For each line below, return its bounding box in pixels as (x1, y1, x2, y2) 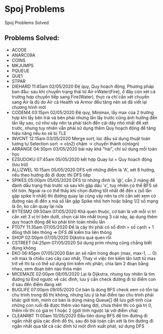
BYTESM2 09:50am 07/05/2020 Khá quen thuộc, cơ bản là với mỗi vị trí (11, 208, 156, 214)
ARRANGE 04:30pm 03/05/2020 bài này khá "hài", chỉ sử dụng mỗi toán (11, 146, 157, 152)
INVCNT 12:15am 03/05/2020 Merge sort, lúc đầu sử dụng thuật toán (11, 135, 151, 141)
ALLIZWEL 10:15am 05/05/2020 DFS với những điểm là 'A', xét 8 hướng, (11, 167, 156, 173)
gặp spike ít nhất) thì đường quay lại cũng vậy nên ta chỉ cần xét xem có (11, 193, 156, 199)
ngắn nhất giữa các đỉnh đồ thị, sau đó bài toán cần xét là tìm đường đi (11, 318, 154, 324)
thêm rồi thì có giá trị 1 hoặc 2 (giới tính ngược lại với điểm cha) (11, 308, 138, 313)
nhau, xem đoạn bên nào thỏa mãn (11, 266, 82, 272)
